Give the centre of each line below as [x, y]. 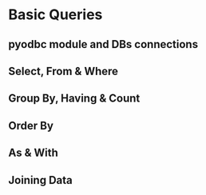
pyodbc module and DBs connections [103, 44]
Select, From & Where [63, 71]
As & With [33, 153]
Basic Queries [55, 15]
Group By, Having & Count [74, 99]
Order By [31, 125]
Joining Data [41, 180]
